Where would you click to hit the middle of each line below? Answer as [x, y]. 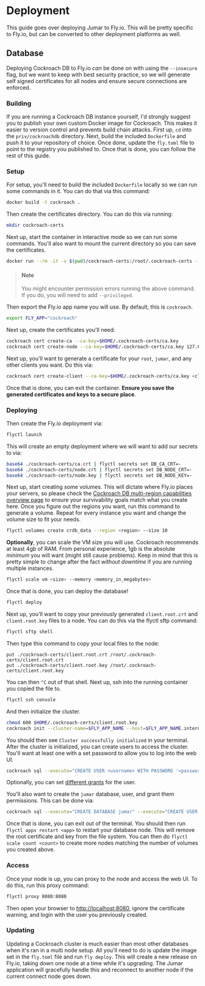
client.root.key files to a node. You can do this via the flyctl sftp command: [102, 620]
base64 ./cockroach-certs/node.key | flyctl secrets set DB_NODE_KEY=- [99, 475]
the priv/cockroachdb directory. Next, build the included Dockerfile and [96, 136]
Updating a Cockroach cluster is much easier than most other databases [98, 944]
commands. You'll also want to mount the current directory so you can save [101, 244]
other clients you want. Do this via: [50, 365]
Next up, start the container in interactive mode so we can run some [92, 237]
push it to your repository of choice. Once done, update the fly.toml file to [100, 143]
